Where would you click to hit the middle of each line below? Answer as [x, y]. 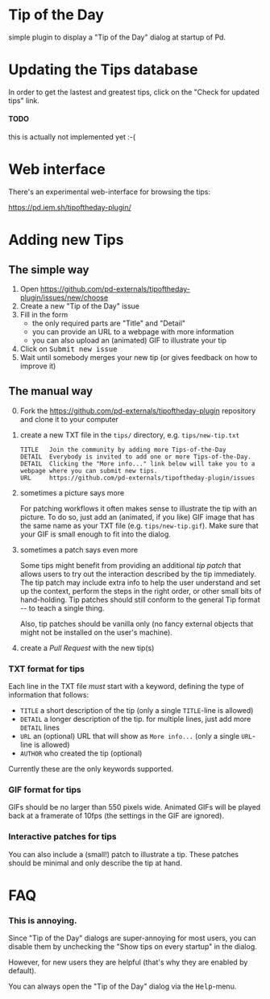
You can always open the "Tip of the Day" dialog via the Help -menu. [123, 987]
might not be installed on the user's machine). [96, 632]
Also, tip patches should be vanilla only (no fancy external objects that [137, 624]
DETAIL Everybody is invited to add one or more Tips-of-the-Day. [135, 457]
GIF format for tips [45, 790]
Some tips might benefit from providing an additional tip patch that [131, 565]
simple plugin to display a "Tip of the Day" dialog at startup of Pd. [117, 37]
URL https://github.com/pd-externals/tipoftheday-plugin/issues [137, 478]
